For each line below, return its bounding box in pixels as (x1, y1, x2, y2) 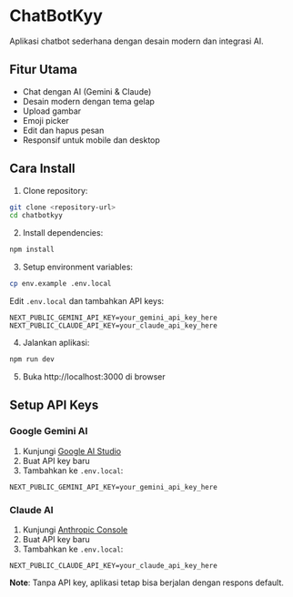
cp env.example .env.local (9, 279, 112, 288)
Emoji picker (22, 115, 70, 126)
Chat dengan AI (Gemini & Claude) (22, 86, 152, 96)
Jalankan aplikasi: (22, 338, 90, 349)
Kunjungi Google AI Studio (22, 445, 122, 456)
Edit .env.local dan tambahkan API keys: (9, 296, 165, 307)
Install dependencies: (22, 228, 104, 238)
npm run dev (9, 355, 55, 364)
